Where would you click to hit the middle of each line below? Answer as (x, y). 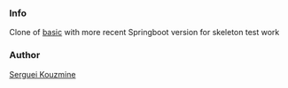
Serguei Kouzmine (43, 74)
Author (25, 55)
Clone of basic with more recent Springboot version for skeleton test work (144, 33)
